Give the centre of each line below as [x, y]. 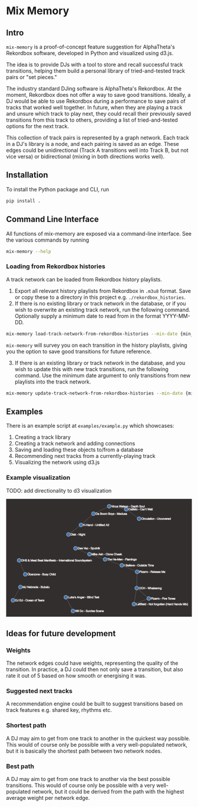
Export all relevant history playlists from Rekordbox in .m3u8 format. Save [103, 291]
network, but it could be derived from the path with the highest [108, 792]
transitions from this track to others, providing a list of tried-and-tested [92, 120]
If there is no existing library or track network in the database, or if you [100, 303]
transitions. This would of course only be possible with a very [80, 785]
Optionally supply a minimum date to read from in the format [88, 316]
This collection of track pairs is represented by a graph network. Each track [98, 138]
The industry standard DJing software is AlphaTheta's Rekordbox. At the [94, 89]
